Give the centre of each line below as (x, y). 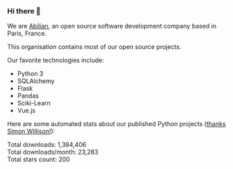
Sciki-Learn (34, 103)
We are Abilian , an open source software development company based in (112, 26)
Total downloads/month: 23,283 (53, 152)
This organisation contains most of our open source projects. (94, 47)
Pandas (28, 96)
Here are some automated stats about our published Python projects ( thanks (116, 124)
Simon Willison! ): (31, 132)
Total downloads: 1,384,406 (47, 145)
